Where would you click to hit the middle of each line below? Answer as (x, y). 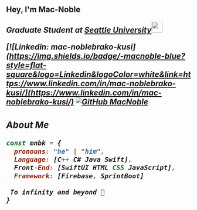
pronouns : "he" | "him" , (59, 151)
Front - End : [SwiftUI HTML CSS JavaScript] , (95, 168)
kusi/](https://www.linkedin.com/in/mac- (84, 93)
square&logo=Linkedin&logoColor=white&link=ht (98, 75)
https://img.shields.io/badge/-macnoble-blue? (97, 56)
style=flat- (26, 65)
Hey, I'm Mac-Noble (43, 10)
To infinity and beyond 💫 (57, 192)
